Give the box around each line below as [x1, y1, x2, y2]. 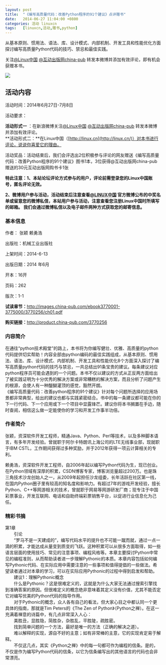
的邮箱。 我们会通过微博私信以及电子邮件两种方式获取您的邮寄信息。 [5, 204, 145, 210]
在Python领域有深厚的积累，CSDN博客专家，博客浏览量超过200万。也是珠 [5, 468, 157, 474]
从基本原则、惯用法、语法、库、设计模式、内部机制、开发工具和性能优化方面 [5, 40, 161, 46]
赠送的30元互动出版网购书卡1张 [5, 164, 69, 170]
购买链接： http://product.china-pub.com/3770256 [5, 319, 107, 325]
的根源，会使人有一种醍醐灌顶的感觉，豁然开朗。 [5, 382, 105, 388]
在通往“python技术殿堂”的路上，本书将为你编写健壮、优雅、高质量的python [5, 345, 159, 351]
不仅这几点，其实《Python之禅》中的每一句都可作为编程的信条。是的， [13, 642, 158, 649]
